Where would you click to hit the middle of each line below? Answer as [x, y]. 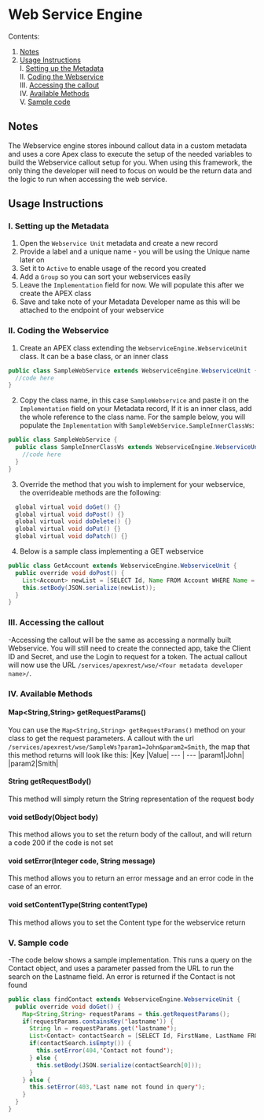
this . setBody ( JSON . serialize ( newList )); [89, 588]
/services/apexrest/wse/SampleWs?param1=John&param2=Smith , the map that [129, 747]
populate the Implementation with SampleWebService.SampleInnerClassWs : [137, 425]
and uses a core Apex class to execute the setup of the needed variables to [130, 154]
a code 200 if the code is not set [61, 843]
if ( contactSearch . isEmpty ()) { [80, 1044]
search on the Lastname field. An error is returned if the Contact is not [122, 976]
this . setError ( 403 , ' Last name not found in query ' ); [117, 1087]
